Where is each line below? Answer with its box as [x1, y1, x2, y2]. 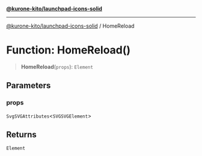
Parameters [6, 80, 51, 91]
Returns [6, 130, 37, 140]
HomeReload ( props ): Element [20, 63, 93, 70]
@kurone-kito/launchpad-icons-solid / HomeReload [6, 22, 135, 29]
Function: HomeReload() [6, 43, 131, 57]
